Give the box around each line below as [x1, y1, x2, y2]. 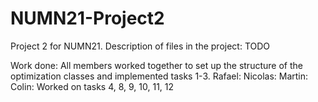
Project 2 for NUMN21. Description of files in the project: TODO [10, 40, 271, 52]
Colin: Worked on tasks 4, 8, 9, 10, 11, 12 [10, 80, 175, 92]
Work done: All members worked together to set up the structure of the [10, 59, 303, 71]
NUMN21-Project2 [10, 7, 165, 30]
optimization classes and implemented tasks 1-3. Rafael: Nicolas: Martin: [10, 70, 309, 82]
